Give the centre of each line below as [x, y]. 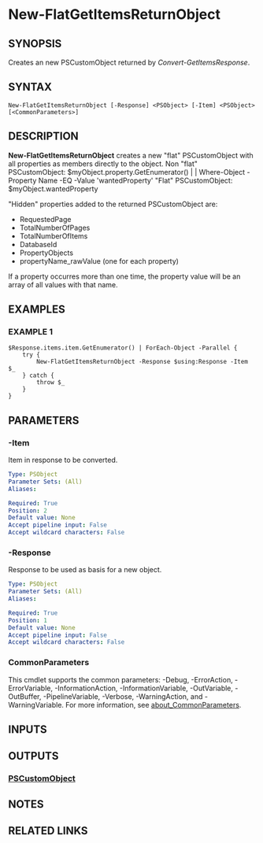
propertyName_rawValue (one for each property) [99, 261]
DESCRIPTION [43, 137]
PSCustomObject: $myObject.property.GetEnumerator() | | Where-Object [127, 172]
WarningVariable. [36, 704]
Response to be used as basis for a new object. [85, 570]
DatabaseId [38, 244]
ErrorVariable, [31, 688]
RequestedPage [45, 219]
